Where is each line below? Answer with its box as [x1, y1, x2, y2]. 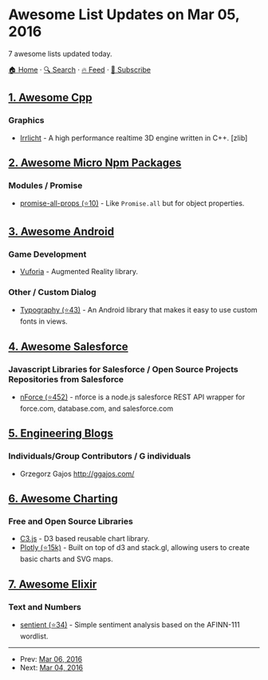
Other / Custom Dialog [8, 286, 97, 297]
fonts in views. [19, 316, 68, 326]
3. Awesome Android [8, 225, 114, 238]
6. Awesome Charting [8, 492, 118, 505]
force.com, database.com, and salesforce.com [19, 403, 174, 413]
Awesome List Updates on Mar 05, [8, 6, 240, 24]
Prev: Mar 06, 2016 [19, 654, 82, 664]
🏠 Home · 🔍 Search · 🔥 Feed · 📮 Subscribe [8, 65, 152, 74]
